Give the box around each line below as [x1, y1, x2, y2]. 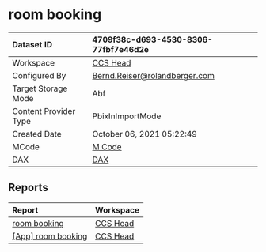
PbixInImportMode [92, 111, 161, 122]
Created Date [12, 128, 62, 139]
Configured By [12, 70, 66, 81]
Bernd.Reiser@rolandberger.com [92, 70, 215, 81]
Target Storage [12, 83, 68, 94]
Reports [8, 181, 49, 194]
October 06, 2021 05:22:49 [92, 128, 198, 139]
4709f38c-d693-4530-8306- [92, 34, 213, 45]
